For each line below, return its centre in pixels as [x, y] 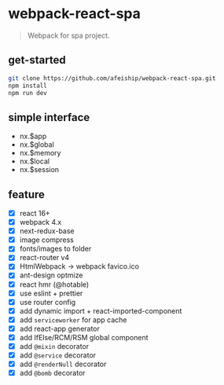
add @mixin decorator [54, 346]
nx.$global [37, 145]
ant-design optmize [51, 275]
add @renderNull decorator [63, 364]
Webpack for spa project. [68, 35]
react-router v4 [44, 258]
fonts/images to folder [55, 249]
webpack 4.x [40, 222]
